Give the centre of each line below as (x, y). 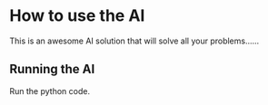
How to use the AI (77, 16)
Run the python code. (50, 91)
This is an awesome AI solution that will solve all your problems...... (134, 41)
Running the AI (52, 69)
